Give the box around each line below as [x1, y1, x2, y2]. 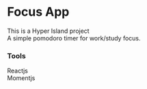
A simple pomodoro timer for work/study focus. [7, 34, 142, 42]
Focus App [7, 4, 70, 20]
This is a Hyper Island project [7, 27, 90, 35]
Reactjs [7, 66, 29, 75]
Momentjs [7, 74, 36, 82]
